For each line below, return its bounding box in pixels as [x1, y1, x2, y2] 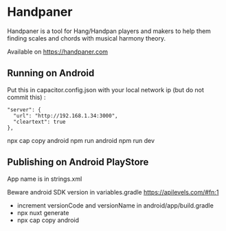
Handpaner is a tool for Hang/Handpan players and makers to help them [7, 27, 212, 35]
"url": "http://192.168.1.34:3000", [13, 112, 118, 119]
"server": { [7, 106, 41, 113]
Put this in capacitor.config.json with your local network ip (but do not [7, 85, 205, 93]
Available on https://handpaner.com [7, 47, 109, 56]
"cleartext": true [13, 118, 67, 125]
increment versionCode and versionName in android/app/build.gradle [16, 201, 214, 210]
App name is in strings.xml [7, 175, 82, 183]
